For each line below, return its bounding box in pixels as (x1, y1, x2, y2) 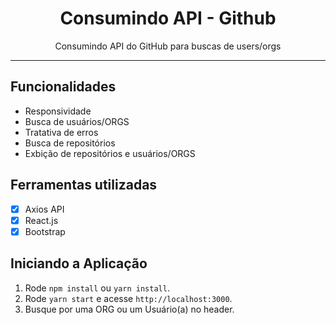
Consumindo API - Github (59, 7, 277, 30)
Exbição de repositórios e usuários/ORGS (24, 147, 196, 159)
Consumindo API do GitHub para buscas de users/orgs (54, 40, 282, 52)
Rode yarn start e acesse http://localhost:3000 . (24, 292, 233, 304)
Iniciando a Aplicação (10, 255, 148, 272)
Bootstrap (24, 225, 66, 237)
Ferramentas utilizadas (10, 177, 158, 194)
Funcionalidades (10, 78, 117, 96)
